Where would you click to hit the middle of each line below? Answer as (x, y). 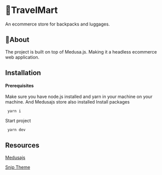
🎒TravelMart (32, 10)
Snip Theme (18, 167)
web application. (22, 57)
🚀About (17, 40)
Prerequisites (20, 85)
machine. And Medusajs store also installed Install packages (67, 102)
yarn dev (17, 130)
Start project (18, 121)
